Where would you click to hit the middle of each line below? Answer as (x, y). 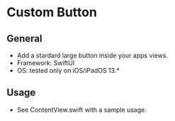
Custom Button (52, 12)
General (25, 39)
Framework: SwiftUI (46, 63)
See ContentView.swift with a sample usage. (81, 110)
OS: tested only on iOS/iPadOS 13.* (68, 70)
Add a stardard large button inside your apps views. (92, 55)
